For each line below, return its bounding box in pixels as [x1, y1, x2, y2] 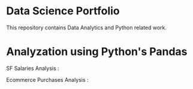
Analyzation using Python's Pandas [6, 45, 188, 59]
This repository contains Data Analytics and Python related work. [6, 24, 167, 31]
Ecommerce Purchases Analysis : [6, 76, 89, 83]
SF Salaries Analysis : [6, 65, 59, 72]
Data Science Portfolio [6, 4, 120, 18]
